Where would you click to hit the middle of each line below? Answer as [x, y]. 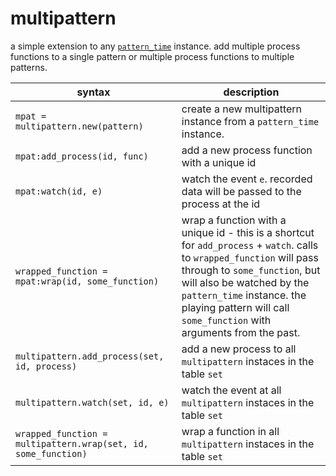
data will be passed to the [241, 191]
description [251, 92]
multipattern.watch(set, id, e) [92, 402]
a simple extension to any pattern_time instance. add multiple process [155, 46]
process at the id [221, 204]
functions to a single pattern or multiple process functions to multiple [152, 56]
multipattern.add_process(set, [90, 356]
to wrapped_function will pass [250, 257]
